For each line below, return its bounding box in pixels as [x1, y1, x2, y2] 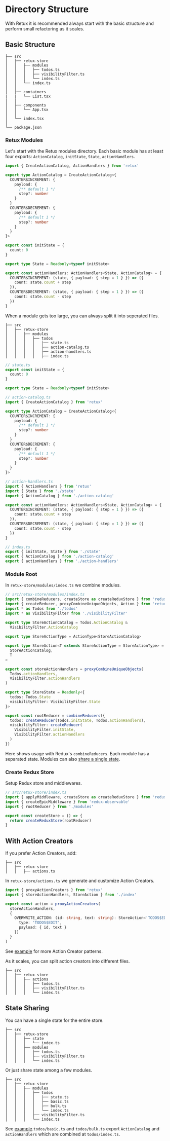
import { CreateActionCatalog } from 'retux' [5, 399, 103, 404]
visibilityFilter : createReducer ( [10, 722, 82, 728]
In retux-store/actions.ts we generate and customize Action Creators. [5, 878, 155, 884]
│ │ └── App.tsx [5, 107, 49, 112]
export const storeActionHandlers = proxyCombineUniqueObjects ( [5, 667, 144, 672]
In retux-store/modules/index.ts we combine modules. [5, 582, 121, 588]
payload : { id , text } [18, 925, 67, 930]
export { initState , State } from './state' [5, 549, 101, 555]
